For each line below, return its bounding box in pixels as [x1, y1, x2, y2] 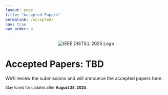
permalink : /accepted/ [5, 17, 54, 22]
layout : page [5, 7, 33, 13]
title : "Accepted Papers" [5, 12, 60, 17]
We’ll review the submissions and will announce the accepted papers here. [5, 75, 163, 82]
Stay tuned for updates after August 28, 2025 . [5, 85, 88, 90]
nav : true [5, 21, 27, 27]
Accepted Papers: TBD [5, 58, 104, 70]
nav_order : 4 [5, 27, 33, 32]
